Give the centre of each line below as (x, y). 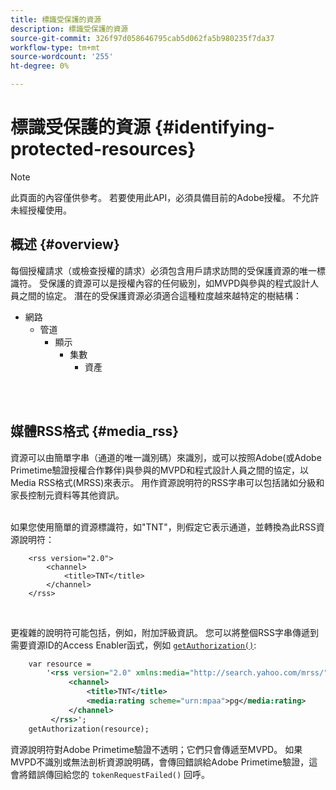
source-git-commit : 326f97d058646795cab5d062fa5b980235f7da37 (142, 38)
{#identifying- (214, 127)
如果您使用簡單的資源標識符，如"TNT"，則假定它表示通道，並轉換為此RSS (163, 527)
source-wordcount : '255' (62, 57)
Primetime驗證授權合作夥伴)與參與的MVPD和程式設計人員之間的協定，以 (160, 470)
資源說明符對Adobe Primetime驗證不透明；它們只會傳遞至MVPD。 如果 (156, 749)
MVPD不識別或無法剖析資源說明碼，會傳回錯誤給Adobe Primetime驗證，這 (164, 762)
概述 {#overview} (65, 244)
